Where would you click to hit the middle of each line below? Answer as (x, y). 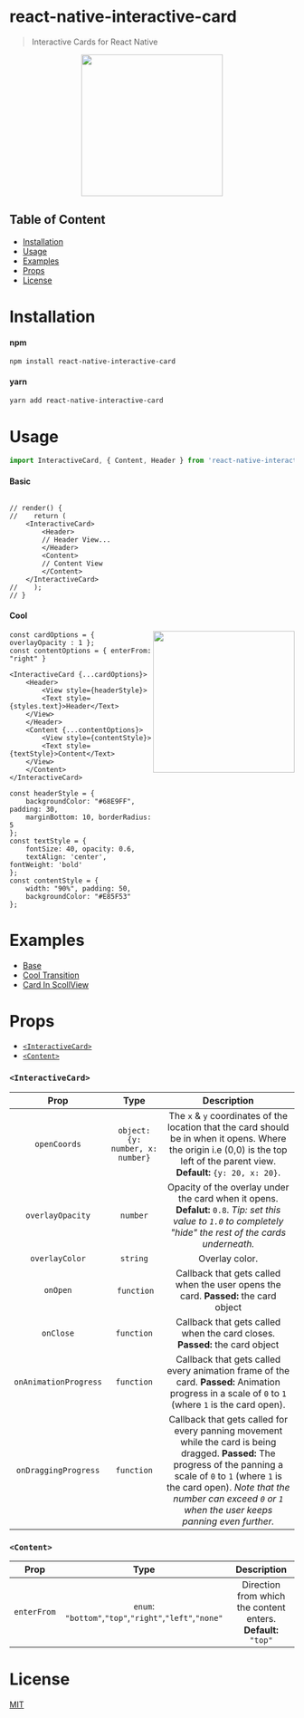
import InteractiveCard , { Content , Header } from (107, 461)
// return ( (38, 516)
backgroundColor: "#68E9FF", (81, 801)
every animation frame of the (228, 1370)
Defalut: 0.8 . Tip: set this (228, 1210)
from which (261, 1597)
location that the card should (228, 1127)
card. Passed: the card (228, 1296)
